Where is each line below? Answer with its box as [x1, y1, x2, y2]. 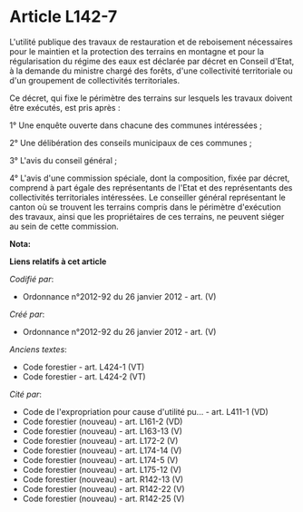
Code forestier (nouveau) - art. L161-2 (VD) [22, 416, 183, 427]
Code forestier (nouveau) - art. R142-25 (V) [22, 493, 185, 504]
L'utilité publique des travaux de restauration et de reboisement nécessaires [9, 36, 293, 47]
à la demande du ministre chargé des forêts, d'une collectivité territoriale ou [9, 65, 293, 76]
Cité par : [9, 389, 43, 399]
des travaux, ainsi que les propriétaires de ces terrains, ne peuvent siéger [9, 211, 285, 222]
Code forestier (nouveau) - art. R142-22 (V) [22, 483, 185, 494]
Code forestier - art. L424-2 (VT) [22, 370, 147, 382]
